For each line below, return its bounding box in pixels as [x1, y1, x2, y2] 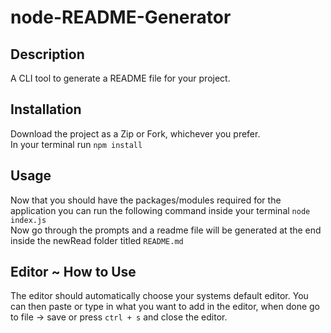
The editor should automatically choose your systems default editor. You [10, 290, 309, 302]
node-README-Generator [10, 6, 232, 29]
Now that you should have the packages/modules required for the [10, 194, 282, 206]
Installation [10, 101, 82, 118]
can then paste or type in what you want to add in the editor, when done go [10, 301, 320, 313]
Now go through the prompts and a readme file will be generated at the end [10, 224, 322, 236]
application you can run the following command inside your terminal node [10, 204, 311, 216]
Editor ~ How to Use [10, 264, 137, 281]
